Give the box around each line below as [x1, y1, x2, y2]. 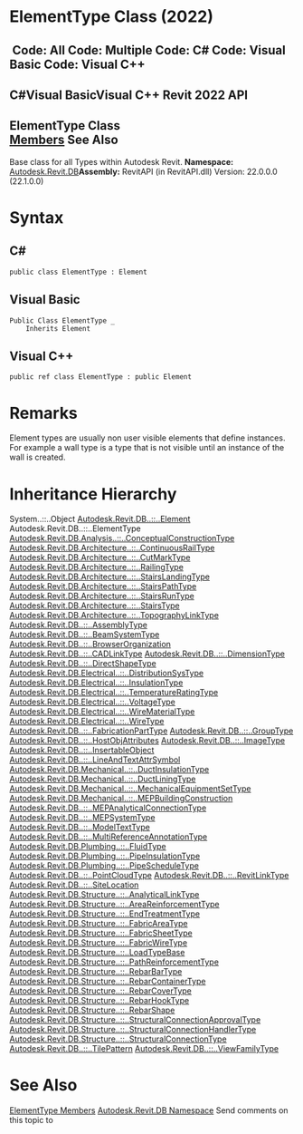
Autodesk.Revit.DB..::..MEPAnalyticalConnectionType [9, 802, 207, 813]
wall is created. [9, 451, 66, 463]
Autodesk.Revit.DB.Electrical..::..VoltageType [9, 696, 176, 708]
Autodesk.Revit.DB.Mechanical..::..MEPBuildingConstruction [9, 793, 233, 804]
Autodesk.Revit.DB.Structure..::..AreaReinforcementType [9, 899, 220, 910]
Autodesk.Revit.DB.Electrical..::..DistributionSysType [9, 668, 204, 679]
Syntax [9, 207, 64, 228]
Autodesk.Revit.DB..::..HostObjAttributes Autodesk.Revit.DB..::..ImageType [9, 735, 286, 746]
